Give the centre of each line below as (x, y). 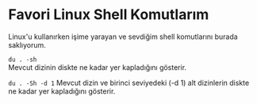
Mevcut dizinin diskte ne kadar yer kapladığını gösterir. (98, 67)
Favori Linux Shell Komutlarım (109, 15)
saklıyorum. (27, 44)
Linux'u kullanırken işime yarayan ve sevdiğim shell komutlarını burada (123, 37)
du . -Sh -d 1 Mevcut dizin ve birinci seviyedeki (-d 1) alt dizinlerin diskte (129, 83)
